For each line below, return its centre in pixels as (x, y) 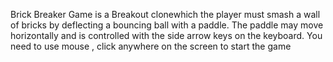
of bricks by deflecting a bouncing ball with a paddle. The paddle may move (167, 25)
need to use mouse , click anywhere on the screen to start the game (151, 46)
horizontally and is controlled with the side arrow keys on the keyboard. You (166, 35)
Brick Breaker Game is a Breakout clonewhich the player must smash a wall (165, 14)
